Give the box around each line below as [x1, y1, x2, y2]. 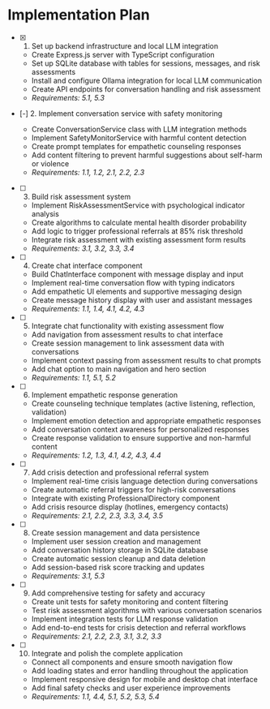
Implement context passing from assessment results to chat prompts [31, 355, 261, 365]
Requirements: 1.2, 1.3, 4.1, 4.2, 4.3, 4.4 [31, 450, 161, 460]
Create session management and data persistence [31, 527, 200, 537]
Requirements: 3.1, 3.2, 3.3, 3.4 [31, 243, 135, 253]
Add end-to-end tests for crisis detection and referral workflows [31, 622, 246, 632]
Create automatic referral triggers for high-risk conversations [31, 484, 236, 494]
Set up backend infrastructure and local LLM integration [31, 41, 219, 50]
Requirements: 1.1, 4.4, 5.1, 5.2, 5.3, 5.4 [31, 691, 160, 701]
